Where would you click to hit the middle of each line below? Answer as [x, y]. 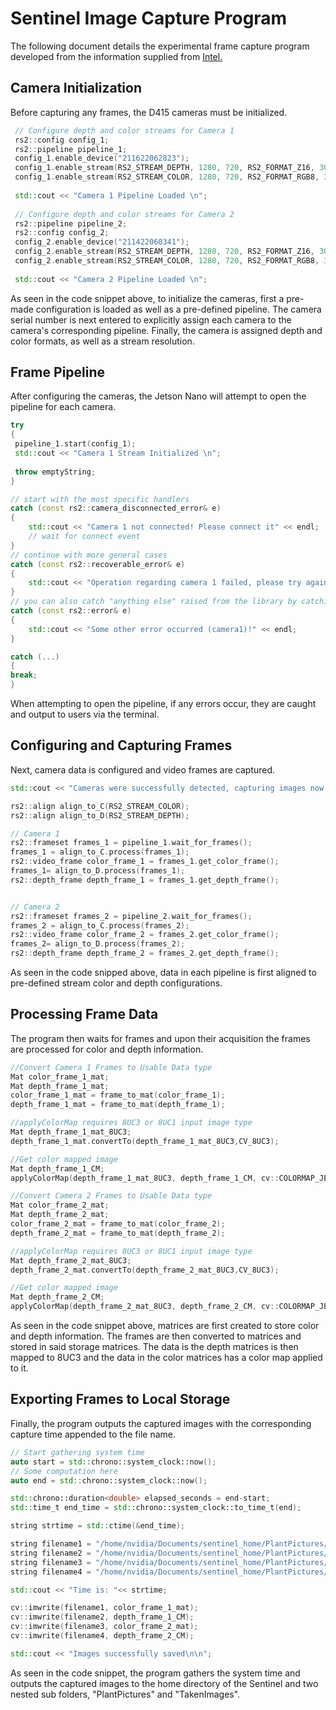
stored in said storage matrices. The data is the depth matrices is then [154, 1347]
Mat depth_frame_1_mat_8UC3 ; [71, 1132]
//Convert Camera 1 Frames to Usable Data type [111, 1067]
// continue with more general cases [89, 555]
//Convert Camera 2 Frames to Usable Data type [111, 1196]
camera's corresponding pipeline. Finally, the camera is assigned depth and [166, 330]
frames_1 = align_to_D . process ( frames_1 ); [98, 871]
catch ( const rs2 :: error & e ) [71, 611]
